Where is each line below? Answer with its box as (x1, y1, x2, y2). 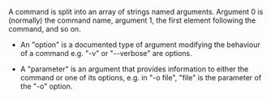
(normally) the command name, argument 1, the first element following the (8, 15, 256, 25)
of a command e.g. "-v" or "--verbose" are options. (19, 49, 192, 58)
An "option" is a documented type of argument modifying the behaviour (19, 40, 261, 49)
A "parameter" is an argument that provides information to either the (19, 64, 249, 74)
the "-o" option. (19, 81, 73, 91)
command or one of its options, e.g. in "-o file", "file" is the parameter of (19, 73, 262, 82)
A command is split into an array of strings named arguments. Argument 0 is (8, 7, 264, 16)
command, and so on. (8, 24, 81, 33)
